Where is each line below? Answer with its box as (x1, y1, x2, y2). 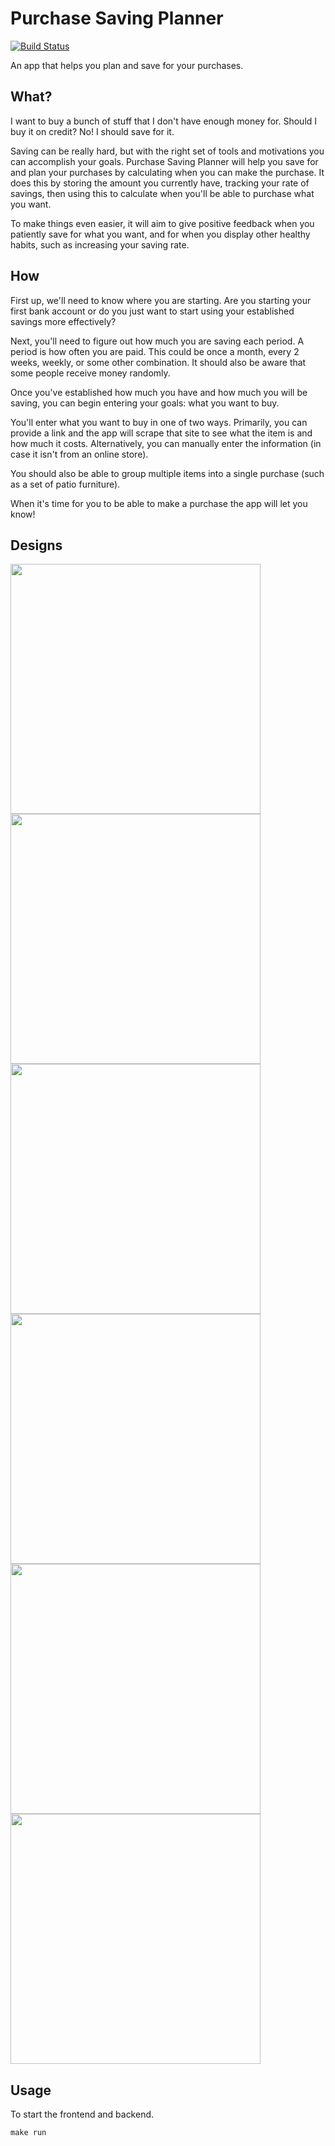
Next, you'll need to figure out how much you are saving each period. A (10, 335, 305, 347)
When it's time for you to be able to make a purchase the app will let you (10, 497, 308, 509)
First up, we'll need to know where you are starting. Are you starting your (10, 294, 312, 306)
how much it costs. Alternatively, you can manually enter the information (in (10, 437, 322, 449)
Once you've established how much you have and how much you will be (10, 386, 308, 398)
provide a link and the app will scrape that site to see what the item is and (10, 427, 313, 439)
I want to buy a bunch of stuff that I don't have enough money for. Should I (10, 115, 318, 127)
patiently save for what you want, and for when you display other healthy (10, 228, 311, 240)
